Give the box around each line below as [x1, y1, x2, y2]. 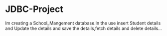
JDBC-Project [5, 3, 63, 15]
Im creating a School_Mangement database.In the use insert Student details [5, 20, 161, 26]
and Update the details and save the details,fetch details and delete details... [5, 25, 162, 31]
